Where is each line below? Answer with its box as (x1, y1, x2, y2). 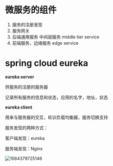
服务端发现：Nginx (5, 145, 43, 151)
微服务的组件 (5, 4, 57, 16)
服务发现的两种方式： (5, 125, 48, 131)
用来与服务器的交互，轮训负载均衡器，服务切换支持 (5, 114, 108, 120)
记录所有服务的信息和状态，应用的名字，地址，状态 (5, 94, 108, 100)
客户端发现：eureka (5, 135, 45, 141)
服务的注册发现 (12, 22, 43, 28)
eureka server (5, 74, 34, 80)
